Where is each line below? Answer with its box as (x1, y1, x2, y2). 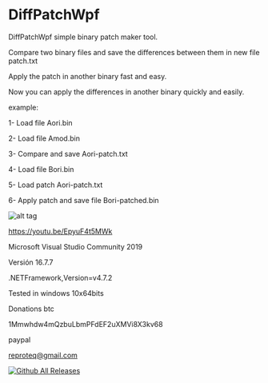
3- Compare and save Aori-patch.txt (8, 149, 128, 158)
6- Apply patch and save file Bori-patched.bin (8, 195, 159, 205)
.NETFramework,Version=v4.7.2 (8, 273, 113, 282)
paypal (8, 334, 31, 345)
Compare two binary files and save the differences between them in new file (8, 47, 260, 57)
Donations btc (8, 304, 54, 313)
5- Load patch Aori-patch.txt (8, 180, 103, 190)
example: (8, 102, 38, 112)
